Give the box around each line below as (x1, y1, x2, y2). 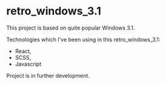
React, (15, 47, 32, 55)
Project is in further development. (6, 72, 90, 79)
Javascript (15, 60, 42, 68)
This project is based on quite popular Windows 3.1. (6, 24, 135, 31)
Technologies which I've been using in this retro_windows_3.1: (6, 36, 161, 43)
